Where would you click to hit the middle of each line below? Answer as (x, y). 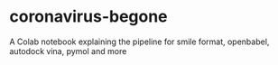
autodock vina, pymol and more (68, 51)
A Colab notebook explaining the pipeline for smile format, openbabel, (139, 42)
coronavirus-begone (89, 17)
